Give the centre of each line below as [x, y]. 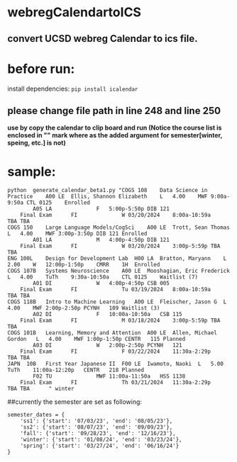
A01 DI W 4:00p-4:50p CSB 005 [101, 283]
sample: [32, 171]
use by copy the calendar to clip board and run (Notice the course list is [115, 128]
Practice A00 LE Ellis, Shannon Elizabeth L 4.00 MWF [108, 197]
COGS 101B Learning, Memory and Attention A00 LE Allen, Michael [112, 333]
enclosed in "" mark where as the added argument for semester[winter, [115, 135]
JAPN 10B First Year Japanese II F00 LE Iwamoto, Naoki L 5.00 [115, 364]
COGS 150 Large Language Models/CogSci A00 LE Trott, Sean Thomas [119, 227]
